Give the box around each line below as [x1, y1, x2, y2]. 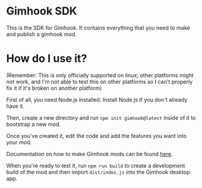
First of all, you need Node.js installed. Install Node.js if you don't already [6, 96, 188, 103]
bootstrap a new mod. [6, 121, 62, 128]
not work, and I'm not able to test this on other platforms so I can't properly [6, 78, 193, 85]
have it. [6, 102, 25, 110]
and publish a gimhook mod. [6, 30, 77, 37]
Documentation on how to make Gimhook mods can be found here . [6, 150, 173, 157]
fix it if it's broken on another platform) [6, 84, 103, 92]
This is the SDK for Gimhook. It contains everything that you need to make [6, 24, 191, 31]
